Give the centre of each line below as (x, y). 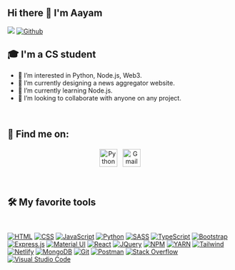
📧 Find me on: (38, 134)
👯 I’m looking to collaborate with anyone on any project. (100, 98)
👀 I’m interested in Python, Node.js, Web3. (80, 75)
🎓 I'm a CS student (52, 54)
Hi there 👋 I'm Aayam (55, 13)
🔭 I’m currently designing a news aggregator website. (96, 83)
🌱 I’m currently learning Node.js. (65, 90)
